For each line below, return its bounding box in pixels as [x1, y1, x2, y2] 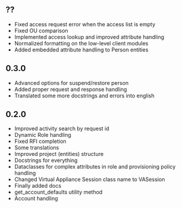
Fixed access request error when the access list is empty [14, 20, 156, 27]
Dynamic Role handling [14, 131, 71, 139]
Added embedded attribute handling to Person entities [14, 46, 149, 53]
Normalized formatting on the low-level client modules [14, 39, 148, 47]
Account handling [14, 195, 58, 202]
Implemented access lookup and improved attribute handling [14, 33, 165, 41]
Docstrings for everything [14, 157, 78, 164]
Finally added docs [14, 182, 62, 189]
